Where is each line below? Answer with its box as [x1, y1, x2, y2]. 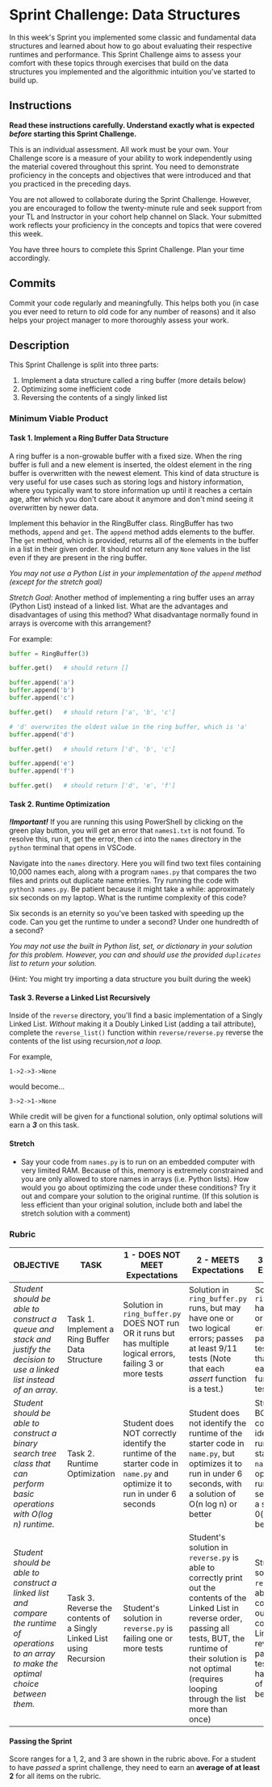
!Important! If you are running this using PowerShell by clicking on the [9, 817, 244, 827]
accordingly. [9, 253, 51, 263]
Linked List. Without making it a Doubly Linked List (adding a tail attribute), [9, 1019, 257, 1029]
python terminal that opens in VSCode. [9, 843, 136, 853]
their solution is [189, 1653, 247, 1664]
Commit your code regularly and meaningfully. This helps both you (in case [9, 297, 259, 308]
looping [189, 1683, 218, 1694]
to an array [13, 1647, 56, 1658]
